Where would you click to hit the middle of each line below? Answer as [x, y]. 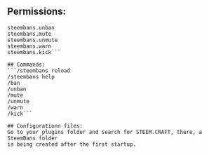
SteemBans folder [33, 138]
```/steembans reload [39, 70]
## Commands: [26, 65]
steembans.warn [29, 46]
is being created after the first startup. [72, 144]
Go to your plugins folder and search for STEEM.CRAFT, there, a [104, 132]
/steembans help [31, 76]
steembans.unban [31, 27]
